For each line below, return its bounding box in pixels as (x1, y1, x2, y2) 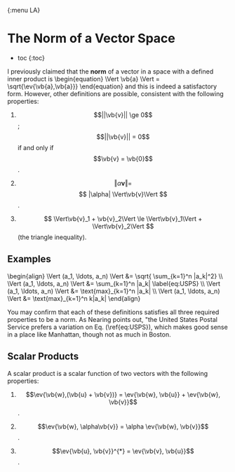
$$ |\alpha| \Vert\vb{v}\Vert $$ (79, 189, 168, 198)
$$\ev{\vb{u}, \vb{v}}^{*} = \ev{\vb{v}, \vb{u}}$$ (52, 447, 194, 455)
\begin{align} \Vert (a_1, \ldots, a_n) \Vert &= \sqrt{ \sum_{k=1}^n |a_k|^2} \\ (7, 271, 223, 280)
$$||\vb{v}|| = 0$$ (96, 133, 150, 141)
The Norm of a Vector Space (7, 31, 175, 46)
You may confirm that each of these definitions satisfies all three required (7, 308, 220, 316)
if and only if (17, 143, 54, 151)
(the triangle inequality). (17, 233, 87, 241)
